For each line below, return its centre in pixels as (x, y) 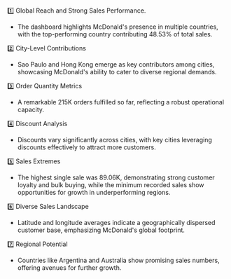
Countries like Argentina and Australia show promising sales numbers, (118, 260)
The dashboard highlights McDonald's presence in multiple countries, (118, 27)
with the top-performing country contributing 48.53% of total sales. (115, 34)
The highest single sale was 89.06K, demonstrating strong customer (116, 177)
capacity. (30, 109)
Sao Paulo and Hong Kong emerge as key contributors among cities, (116, 64)
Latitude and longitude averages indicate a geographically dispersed (116, 223)
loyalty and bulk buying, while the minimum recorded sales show (111, 185)
